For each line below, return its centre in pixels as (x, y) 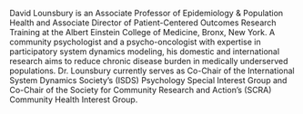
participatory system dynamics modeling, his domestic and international (145, 52)
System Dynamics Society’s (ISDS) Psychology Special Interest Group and (148, 80)
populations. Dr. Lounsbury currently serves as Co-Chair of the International (152, 71)
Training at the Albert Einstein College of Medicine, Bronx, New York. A (142, 32)
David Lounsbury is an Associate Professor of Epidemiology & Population (146, 13)
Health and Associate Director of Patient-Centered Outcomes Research (143, 23)
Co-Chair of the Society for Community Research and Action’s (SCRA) (141, 90)
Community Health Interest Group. (74, 100)
